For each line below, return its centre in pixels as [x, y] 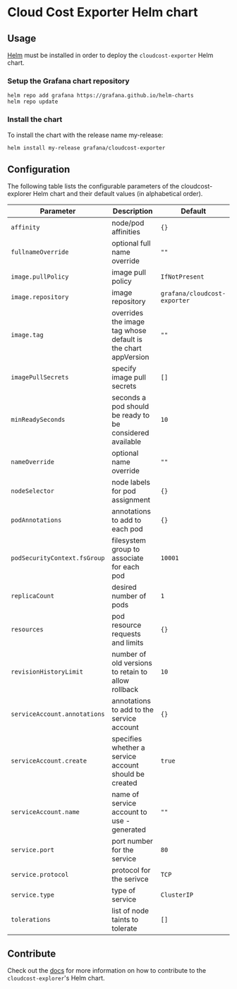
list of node [130, 911]
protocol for [131, 870]
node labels [131, 483]
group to [126, 550]
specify [124, 369]
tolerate [124, 928]
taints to [125, 920]
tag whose [129, 331]
